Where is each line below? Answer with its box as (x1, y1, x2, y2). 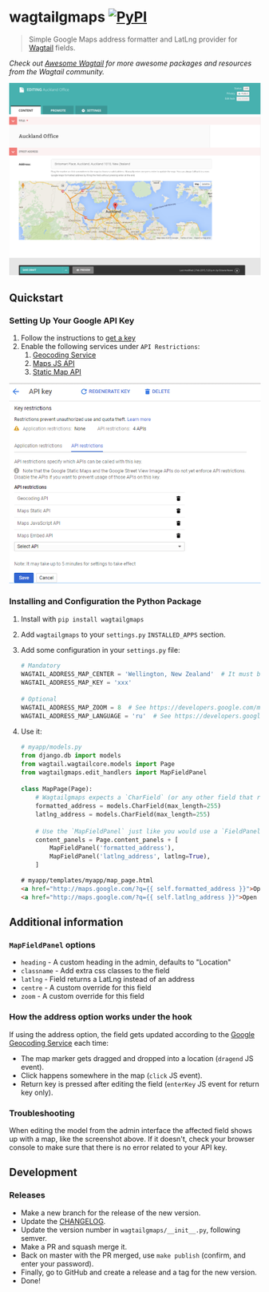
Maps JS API (32, 359, 75, 368)
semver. (20, 1233, 47, 1242)
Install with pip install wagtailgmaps (20, 614, 144, 623)
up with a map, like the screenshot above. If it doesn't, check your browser (9, 1134, 255, 1143)
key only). (20, 1087, 53, 1097)
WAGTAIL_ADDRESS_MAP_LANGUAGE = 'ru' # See (20, 712, 172, 721)
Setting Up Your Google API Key (9, 315, 135, 326)
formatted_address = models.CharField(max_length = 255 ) (35, 802, 222, 810)
